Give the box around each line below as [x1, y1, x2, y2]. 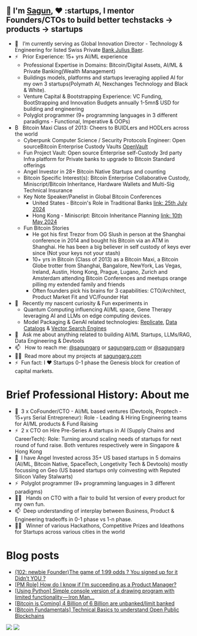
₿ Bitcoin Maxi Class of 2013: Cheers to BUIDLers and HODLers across [14, 124, 189, 131]
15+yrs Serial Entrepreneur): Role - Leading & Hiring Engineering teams [14, 414, 187, 421]
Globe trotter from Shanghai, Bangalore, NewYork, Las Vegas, [32, 262, 182, 269]
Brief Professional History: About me [6, 388, 189, 401]
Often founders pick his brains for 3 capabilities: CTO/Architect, [32, 287, 186, 294]
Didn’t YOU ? [14, 575, 46, 582]
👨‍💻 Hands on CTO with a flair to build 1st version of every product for [14, 494, 185, 501]
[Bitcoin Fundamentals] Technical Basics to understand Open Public [14, 606, 179, 613]
